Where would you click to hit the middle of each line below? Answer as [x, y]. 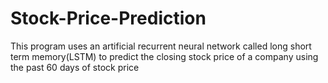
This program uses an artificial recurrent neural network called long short [161, 46]
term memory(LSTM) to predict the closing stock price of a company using [164, 56]
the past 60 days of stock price [75, 67]
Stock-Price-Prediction [108, 18]
